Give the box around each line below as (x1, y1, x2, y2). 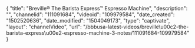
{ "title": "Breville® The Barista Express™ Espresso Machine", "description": (6, 5, 188, 12)
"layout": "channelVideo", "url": (6, 23, 82, 30)
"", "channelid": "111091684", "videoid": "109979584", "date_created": (6, 11, 175, 18)
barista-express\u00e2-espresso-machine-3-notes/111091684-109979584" (6, 29, 190, 36)
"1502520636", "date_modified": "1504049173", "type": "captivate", (6, 17, 170, 24)
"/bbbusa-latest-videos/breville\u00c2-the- (82, 23, 189, 30)
